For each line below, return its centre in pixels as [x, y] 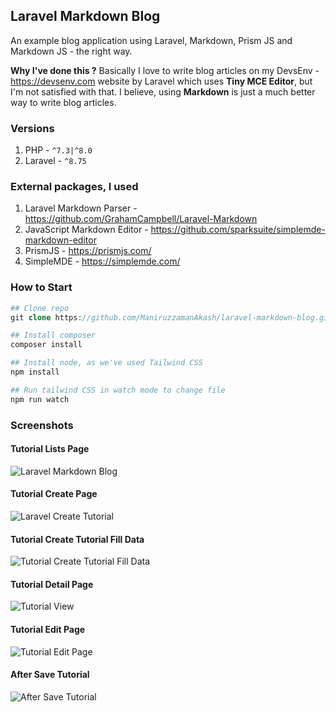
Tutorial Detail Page [52, 584]
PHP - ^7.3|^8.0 [58, 150]
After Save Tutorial [50, 675]
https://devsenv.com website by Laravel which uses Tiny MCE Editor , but [161, 81]
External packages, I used [74, 187]
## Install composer [53, 335]
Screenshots [42, 425]
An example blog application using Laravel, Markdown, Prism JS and [151, 40]
